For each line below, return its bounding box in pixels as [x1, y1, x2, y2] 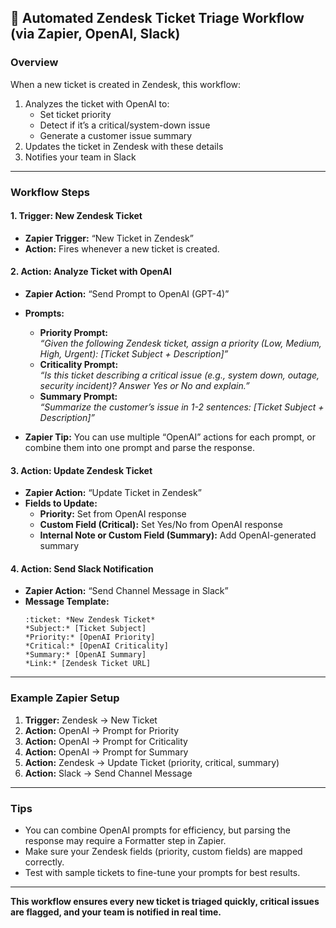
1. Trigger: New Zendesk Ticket [10, 210, 143, 222]
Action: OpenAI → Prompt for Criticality [24, 735, 188, 747]
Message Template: [24, 596, 110, 608]
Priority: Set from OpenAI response [39, 508, 187, 520]
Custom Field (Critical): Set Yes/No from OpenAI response [39, 519, 283, 531]
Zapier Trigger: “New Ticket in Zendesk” [24, 232, 194, 244]
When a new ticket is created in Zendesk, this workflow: [10, 78, 242, 90]
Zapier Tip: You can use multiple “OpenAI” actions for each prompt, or [24, 431, 316, 443]
